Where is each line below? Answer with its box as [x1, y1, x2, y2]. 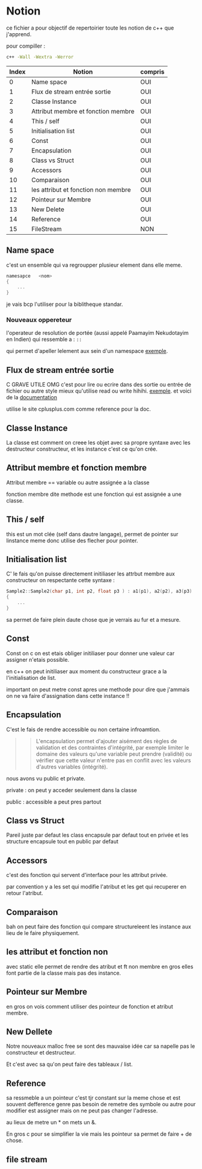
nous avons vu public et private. [6, 775, 86, 782]
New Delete [31, 205, 64, 214]
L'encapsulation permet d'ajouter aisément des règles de [35, 737, 177, 744]
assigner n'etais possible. [6, 656, 70, 663]
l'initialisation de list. [6, 674, 57, 681]
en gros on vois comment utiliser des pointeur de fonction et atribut [6, 1003, 173, 1010]
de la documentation [6, 394, 57, 401]
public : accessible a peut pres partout [6, 798, 102, 805]
